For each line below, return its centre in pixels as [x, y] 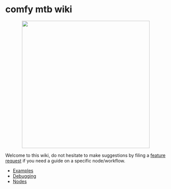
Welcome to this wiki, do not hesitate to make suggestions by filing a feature [86, 155]
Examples [23, 170]
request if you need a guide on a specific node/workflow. [65, 160]
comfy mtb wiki [39, 9]
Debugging [25, 176]
